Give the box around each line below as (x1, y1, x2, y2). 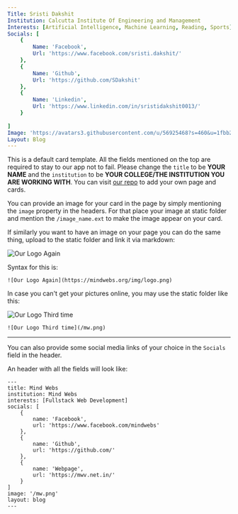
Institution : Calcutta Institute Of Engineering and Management (7, 17, 201, 24)
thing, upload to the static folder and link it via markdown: (7, 236, 175, 244)
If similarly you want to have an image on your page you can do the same (7, 228, 221, 236)
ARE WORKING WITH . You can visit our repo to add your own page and (7, 178, 217, 187)
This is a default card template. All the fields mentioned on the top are (7, 155, 211, 164)
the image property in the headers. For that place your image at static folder (7, 207, 227, 215)
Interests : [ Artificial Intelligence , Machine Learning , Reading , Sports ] (7, 23, 233, 31)
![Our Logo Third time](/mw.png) (7, 324, 106, 332)
